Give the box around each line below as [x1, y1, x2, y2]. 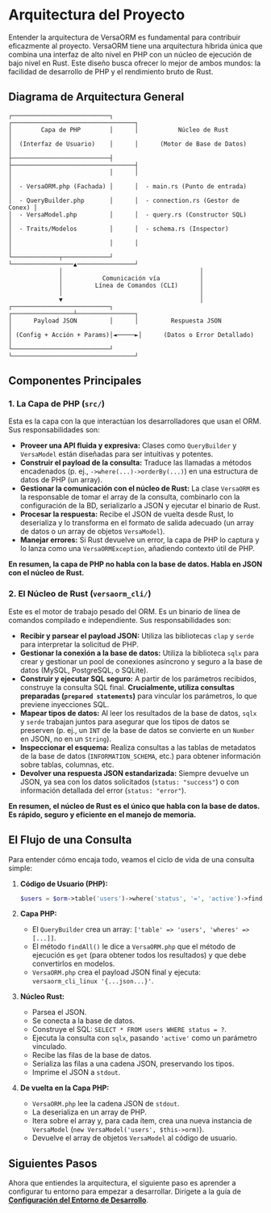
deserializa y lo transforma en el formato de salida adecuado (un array [19, 518, 254, 528]
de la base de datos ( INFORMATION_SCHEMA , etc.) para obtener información [19, 751, 261, 760]
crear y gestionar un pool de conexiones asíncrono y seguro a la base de [19, 656, 263, 666]
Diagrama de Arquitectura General [8, 91, 185, 104]
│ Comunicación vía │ [59, 274, 204, 282]
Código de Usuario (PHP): [19, 878, 108, 888]
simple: [8, 863, 33, 873]
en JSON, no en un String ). [19, 734, 111, 743]
